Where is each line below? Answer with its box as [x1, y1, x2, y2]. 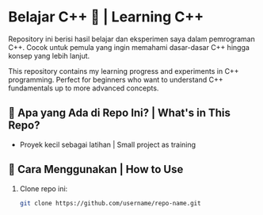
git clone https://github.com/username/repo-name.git [19, 199, 201, 207]
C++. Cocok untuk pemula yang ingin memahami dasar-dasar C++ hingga [8, 42, 250, 52]
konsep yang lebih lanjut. [8, 51, 90, 60]
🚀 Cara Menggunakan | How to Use [8, 163, 184, 176]
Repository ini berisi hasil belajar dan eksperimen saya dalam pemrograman [8, 34, 255, 44]
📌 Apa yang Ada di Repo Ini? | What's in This [8, 106, 231, 120]
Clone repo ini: [19, 183, 68, 194]
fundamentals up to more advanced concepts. [8, 83, 159, 93]
